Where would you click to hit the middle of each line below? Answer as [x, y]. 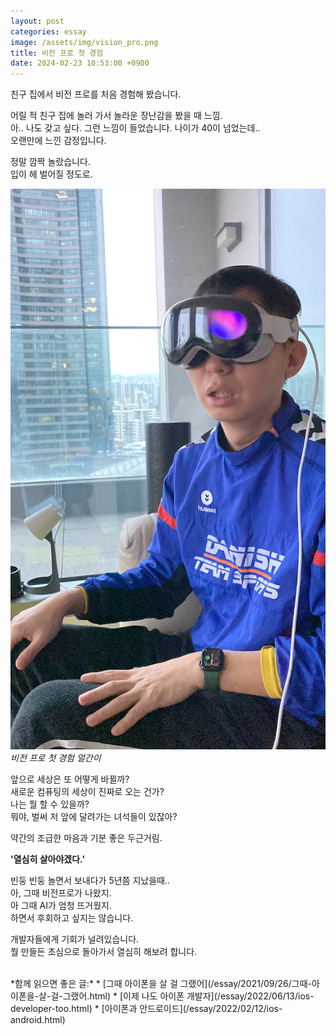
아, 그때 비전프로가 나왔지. [61, 892]
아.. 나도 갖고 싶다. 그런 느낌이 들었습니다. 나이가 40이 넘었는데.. [135, 128]
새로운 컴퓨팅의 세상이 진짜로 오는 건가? [87, 791]
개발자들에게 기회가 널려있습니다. [75, 939]
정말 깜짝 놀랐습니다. [50, 162]
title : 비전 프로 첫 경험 [57, 53]
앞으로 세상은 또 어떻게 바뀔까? [70, 779]
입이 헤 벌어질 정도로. [51, 174]
